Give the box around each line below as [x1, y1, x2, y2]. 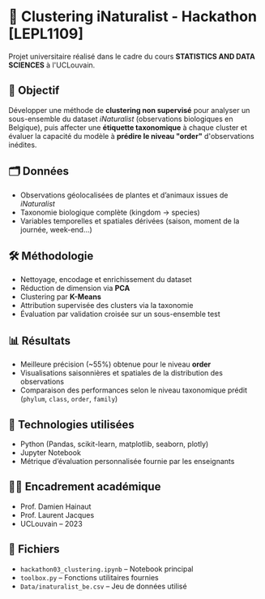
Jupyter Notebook [19, 448, 81, 458]
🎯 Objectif [8, 84, 60, 98]
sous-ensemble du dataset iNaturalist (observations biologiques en [8, 114, 233, 124]
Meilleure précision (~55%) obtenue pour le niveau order [19, 359, 212, 369]
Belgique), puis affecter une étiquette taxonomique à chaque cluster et [8, 122, 247, 132]
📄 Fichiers [8, 542, 60, 556]
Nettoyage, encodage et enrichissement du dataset [19, 275, 192, 284]
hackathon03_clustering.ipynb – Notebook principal [19, 564, 194, 574]
